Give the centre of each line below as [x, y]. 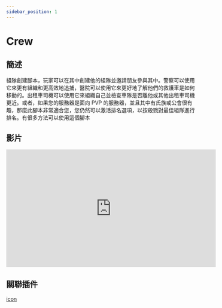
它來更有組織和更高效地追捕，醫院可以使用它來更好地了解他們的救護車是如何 [101, 88]
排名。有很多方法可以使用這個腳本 [48, 118]
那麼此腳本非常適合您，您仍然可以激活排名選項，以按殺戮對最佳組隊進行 [106, 110]
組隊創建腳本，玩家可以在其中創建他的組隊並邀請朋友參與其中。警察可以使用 [101, 80]
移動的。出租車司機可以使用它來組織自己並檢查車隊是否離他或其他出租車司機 [101, 95]
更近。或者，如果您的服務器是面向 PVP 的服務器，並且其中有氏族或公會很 [97, 103]
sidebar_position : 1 [32, 12]
